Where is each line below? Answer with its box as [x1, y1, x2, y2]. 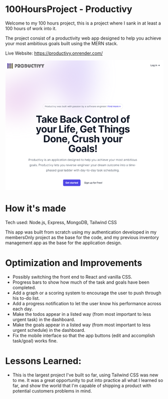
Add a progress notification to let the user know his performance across [12, 301, 161, 307]
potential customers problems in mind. [12, 388, 92, 394]
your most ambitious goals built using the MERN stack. [5, 40, 118, 46]
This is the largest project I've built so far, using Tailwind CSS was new [12, 372, 158, 378]
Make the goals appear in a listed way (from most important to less [12, 322, 151, 328]
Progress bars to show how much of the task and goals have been [12, 279, 149, 285]
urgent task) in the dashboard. [12, 317, 75, 323]
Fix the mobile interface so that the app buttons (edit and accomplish [12, 332, 155, 339]
